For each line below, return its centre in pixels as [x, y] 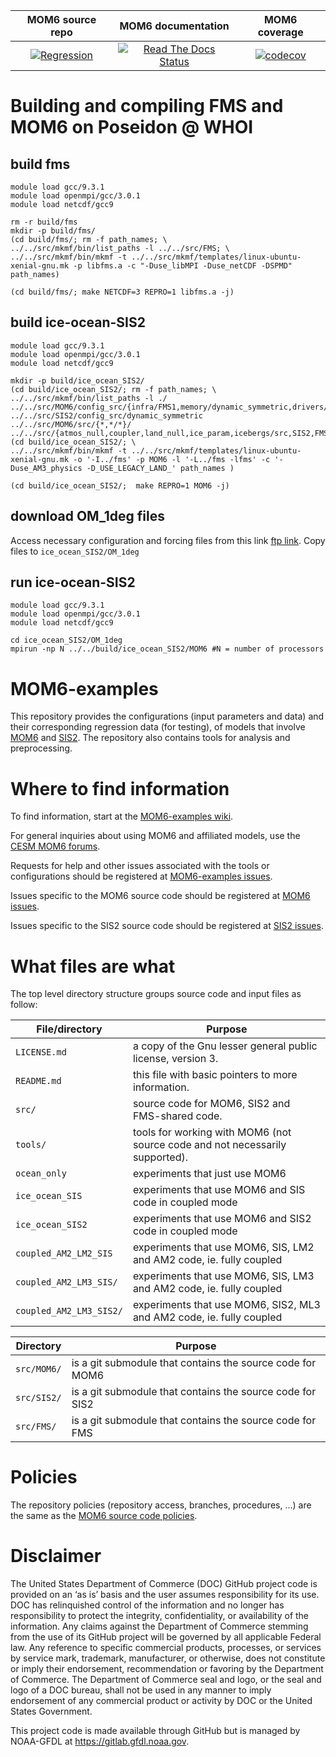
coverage [280, 32]
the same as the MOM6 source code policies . [104, 1516]
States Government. [51, 1711]
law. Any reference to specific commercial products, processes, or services [166, 1648]
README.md [38, 1081]
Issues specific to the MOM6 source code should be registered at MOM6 [160, 896]
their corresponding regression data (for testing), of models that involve [158, 727]
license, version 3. [175, 1059]
